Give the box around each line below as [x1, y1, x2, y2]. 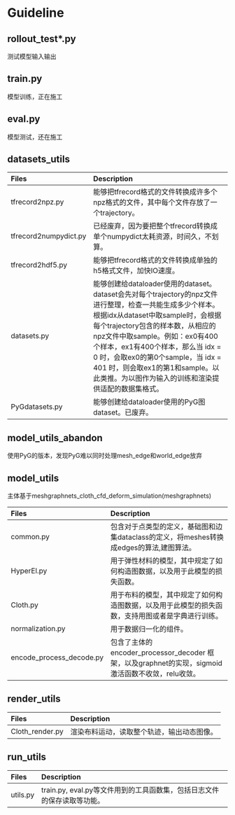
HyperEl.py [10, 566, 48, 576]
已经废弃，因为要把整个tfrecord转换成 [93, 221, 218, 231]
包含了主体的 [111, 637, 153, 647]
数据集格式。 [121, 384, 164, 393]
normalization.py [10, 624, 66, 634]
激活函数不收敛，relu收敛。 [111, 669, 201, 678]
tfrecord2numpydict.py [10, 231, 87, 241]
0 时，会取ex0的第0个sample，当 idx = [93, 352, 222, 362]
